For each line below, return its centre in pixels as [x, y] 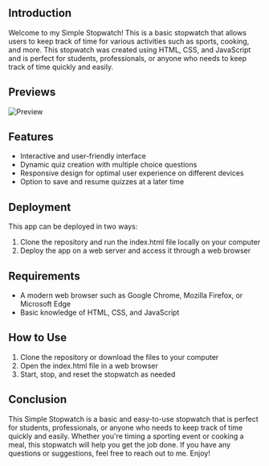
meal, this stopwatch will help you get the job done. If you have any [120, 444]
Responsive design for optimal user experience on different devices [132, 173]
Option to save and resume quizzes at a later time [102, 182]
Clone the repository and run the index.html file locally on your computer [140, 242]
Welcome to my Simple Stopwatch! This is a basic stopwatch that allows [128, 32]
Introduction [40, 13]
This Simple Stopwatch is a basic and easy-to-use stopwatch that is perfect [133, 419]
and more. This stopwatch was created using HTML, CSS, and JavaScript [130, 49]
